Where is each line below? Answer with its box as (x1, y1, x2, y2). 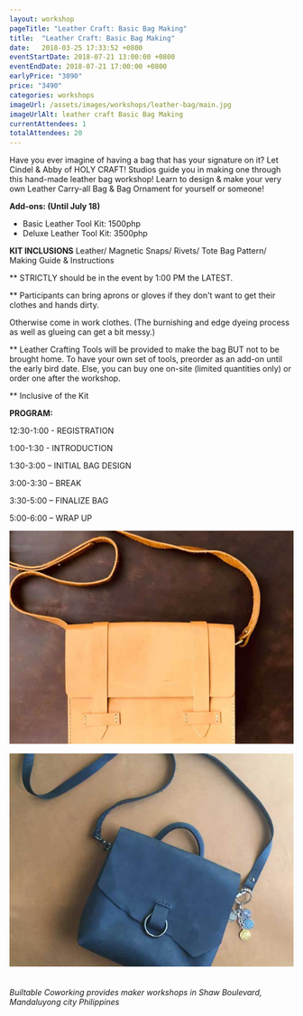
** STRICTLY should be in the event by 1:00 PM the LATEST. (9, 272, 234, 283)
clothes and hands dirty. (9, 300, 99, 310)
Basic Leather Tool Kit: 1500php (22, 218, 142, 229)
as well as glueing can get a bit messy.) (9, 327, 156, 337)
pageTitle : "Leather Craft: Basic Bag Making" (9, 23, 188, 33)
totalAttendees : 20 (9, 129, 83, 138)
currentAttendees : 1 (9, 119, 87, 128)
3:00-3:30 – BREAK (9, 478, 82, 489)
